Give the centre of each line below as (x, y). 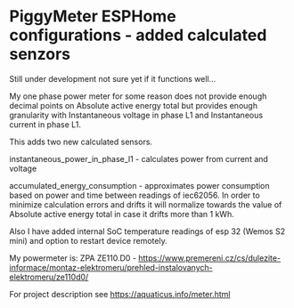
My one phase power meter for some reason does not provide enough (138, 96)
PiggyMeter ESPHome (93, 16)
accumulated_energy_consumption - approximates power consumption (139, 185)
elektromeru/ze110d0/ (49, 277)
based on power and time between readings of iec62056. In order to (135, 195)
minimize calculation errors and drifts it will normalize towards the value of (146, 204)
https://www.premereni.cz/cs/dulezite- (209, 258)
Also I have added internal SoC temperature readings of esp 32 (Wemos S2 (147, 231)
